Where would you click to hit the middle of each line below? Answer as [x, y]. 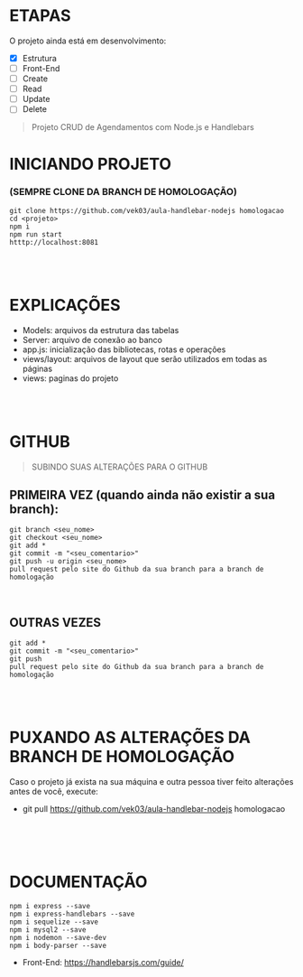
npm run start [36, 234]
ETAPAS [40, 16]
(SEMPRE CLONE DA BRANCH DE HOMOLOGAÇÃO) [123, 192]
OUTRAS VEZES [55, 623]
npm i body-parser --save [58, 946]
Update [36, 99]
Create [35, 79]
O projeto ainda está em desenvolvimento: [88, 41]
